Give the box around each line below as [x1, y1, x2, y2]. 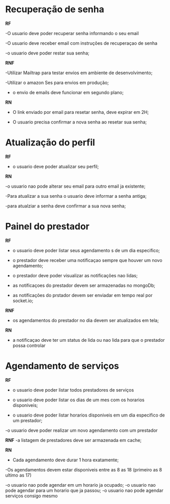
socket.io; [12, 298, 33, 304]
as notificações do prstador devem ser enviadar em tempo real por [12, 292, 153, 298]
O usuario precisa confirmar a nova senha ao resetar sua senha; [12, 118, 147, 125]
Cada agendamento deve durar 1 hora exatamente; [12, 457, 119, 463]
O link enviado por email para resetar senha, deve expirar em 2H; [12, 109, 149, 115]
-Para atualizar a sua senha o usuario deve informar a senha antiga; [5, 193, 147, 199]
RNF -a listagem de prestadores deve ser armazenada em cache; [5, 437, 142, 443]
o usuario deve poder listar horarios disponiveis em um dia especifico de [12, 412, 165, 418]
